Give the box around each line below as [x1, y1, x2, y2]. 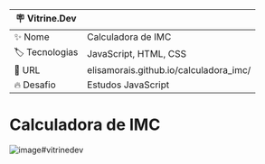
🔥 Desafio [14, 78, 56, 91]
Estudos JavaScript [87, 78, 170, 91]
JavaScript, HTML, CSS [87, 47, 187, 59]
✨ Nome [14, 31, 50, 43]
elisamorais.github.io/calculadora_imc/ [87, 64, 251, 76]
